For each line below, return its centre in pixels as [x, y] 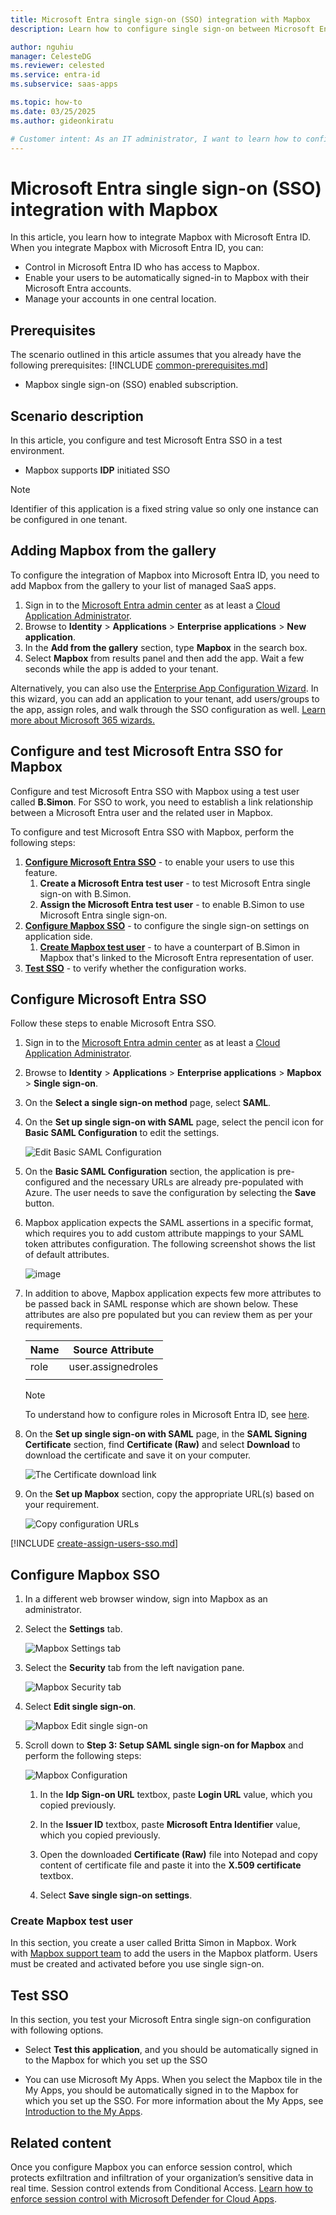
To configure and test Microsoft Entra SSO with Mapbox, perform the [152, 832]
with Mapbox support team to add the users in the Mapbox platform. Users [164, 1953]
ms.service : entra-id [55, 75]
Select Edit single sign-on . [80, 1707]
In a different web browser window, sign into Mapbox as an [146, 1599]
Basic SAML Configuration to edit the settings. [122, 1133]
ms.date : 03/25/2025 [53, 111]
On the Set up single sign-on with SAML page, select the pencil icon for [174, 1122]
